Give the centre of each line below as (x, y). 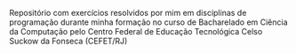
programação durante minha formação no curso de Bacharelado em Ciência (148, 22)
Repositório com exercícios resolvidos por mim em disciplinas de (128, 13)
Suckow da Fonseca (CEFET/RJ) (68, 41)
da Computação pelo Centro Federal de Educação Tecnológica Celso (136, 31)
